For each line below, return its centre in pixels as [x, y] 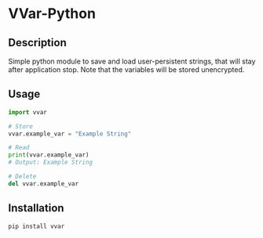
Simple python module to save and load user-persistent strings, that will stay [132, 61]
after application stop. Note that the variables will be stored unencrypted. [126, 70]
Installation [36, 208]
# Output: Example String [50, 162]
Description [37, 43]
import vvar [27, 112]
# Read [19, 148]
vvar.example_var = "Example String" [70, 134]
